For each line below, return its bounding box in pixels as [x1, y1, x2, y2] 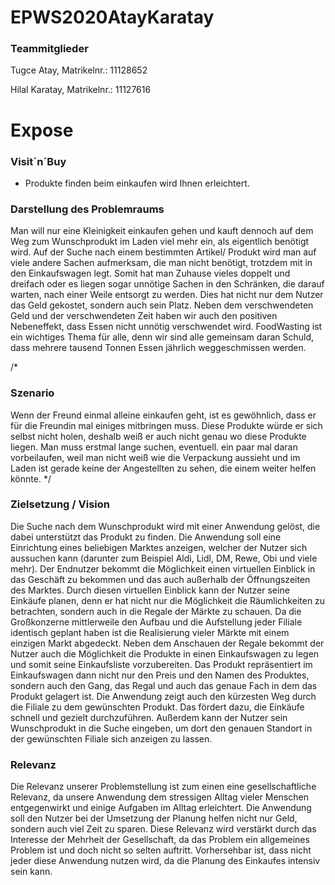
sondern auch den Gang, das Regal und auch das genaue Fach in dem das [10, 679, 318, 691]
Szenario [10, 386, 55, 400]
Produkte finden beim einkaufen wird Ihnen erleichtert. [24, 177, 250, 189]
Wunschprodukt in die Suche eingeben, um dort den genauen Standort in [10, 722, 313, 734]
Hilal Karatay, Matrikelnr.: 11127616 [10, 84, 152, 96]
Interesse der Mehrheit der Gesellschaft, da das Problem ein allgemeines [10, 834, 310, 846]
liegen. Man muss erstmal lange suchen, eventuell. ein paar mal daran [10, 441, 298, 453]
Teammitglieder [10, 42, 89, 56]
